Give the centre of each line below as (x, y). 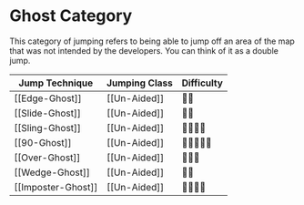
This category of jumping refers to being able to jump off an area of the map (152, 41)
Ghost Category (71, 16)
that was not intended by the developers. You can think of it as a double (144, 50)
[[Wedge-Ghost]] (52, 172)
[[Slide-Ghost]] (48, 113)
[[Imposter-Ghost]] (56, 187)
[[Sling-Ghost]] (48, 128)
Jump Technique (56, 83)
